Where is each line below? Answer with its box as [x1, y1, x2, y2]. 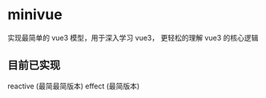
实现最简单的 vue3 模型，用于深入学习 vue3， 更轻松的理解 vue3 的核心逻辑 [7, 33, 259, 42]
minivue [7, 6, 63, 24]
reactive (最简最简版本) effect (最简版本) [7, 81, 140, 91]
